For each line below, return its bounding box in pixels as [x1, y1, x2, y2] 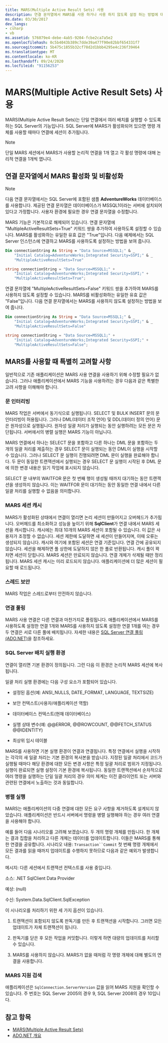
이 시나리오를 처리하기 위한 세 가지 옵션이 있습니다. [5, 907, 104, 913]
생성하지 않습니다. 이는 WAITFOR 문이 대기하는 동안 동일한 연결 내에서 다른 [14, 482, 161, 488]
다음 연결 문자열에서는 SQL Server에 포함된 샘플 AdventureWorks [5, 196, 137, 202]
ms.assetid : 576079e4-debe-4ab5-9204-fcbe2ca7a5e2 [5, 36, 113, 41]
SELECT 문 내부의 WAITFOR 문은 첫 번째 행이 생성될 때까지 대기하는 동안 [5, 476, 148, 482]
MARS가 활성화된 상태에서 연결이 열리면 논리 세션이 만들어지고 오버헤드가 [5, 514, 149, 520]
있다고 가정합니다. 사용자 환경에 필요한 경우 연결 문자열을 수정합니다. [5, 208, 138, 214]
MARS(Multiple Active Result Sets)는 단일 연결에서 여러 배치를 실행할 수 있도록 [5, 117, 161, 123]
